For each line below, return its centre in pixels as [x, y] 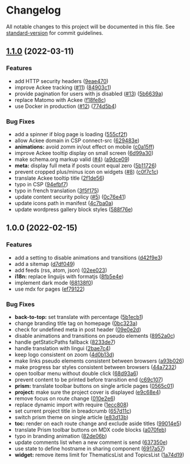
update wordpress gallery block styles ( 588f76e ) [74, 209]
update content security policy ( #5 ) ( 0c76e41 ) [70, 197]
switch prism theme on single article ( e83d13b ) [71, 417]
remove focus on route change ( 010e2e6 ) [65, 398]
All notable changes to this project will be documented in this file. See [91, 27]
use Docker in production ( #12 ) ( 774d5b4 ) [66, 106]
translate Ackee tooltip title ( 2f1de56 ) [59, 178]
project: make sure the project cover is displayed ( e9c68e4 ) [88, 392]
